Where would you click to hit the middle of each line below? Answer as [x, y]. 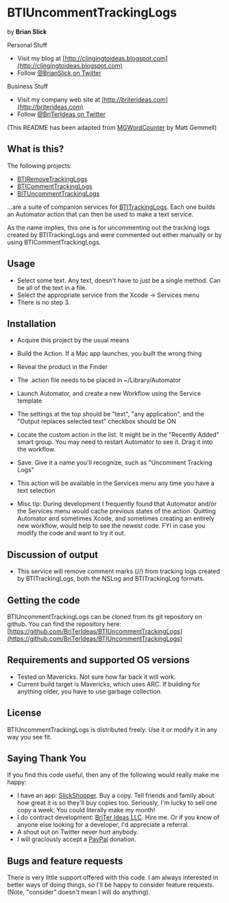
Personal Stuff [27, 45]
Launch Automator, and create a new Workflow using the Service [109, 394]
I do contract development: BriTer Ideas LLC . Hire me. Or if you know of [118, 817]
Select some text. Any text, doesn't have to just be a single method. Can [119, 280]
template [29, 401]
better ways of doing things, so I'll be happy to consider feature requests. [111, 885]
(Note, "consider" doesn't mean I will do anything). [79, 892]
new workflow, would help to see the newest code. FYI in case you [111, 526]
